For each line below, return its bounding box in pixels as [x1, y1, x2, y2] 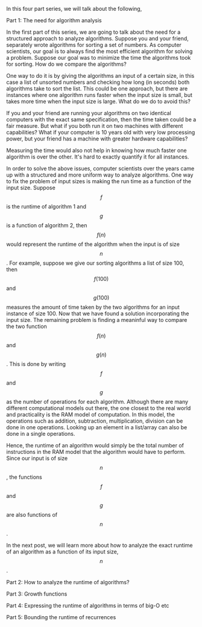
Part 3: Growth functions [6, 590, 68, 597]
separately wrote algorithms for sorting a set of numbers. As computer [6, 42, 182, 48]
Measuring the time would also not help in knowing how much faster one [6, 147, 187, 154]
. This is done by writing [6, 361, 66, 367]
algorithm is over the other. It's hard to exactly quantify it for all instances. [6, 153, 189, 160]
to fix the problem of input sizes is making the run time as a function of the [6, 178, 192, 184]
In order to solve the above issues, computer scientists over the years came [6, 165, 195, 172]
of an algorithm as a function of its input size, [6, 548, 119, 555]
